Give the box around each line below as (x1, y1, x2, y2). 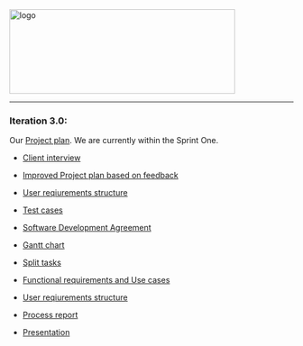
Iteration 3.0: (9, 114, 68, 127)
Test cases (22, 205, 63, 215)
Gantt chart (22, 240, 65, 250)
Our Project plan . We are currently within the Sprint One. (9, 135, 219, 146)
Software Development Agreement (22, 223, 151, 233)
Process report (22, 310, 78, 321)
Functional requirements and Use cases (22, 275, 170, 286)
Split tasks (22, 257, 61, 269)
